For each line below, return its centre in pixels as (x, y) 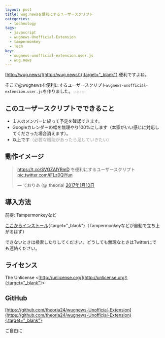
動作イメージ (25, 156)
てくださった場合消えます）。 (41, 134)
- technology (23, 23)
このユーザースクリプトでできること (60, 108)
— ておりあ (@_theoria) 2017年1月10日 (56, 185)
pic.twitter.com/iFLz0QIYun (45, 175)
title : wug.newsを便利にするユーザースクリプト (49, 14)
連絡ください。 (24, 248)
